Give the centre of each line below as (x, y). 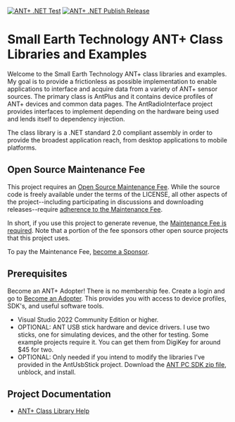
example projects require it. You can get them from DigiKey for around (119, 342)
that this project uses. (39, 238)
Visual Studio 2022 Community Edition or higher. (88, 319)
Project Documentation (59, 394)
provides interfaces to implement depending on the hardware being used (113, 111)
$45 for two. (36, 349)
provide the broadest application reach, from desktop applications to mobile (117, 140)
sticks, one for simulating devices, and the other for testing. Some (113, 334)
